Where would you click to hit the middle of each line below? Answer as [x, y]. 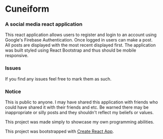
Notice [13, 91]
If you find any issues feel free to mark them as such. [58, 79]
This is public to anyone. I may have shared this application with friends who [81, 102]
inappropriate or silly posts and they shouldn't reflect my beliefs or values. [80, 113]
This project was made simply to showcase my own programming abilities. [80, 122]
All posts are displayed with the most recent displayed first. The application [80, 45]
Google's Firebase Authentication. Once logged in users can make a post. [79, 40]
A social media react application [44, 24]
